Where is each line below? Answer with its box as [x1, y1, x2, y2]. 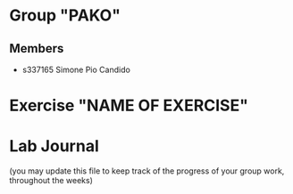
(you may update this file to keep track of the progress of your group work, [9, 166, 285, 176]
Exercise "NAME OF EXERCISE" [9, 95, 248, 116]
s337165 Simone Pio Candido [21, 64, 131, 75]
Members [9, 41, 64, 56]
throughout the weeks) [9, 175, 94, 186]
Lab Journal [9, 136, 100, 157]
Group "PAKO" [9, 5, 121, 26]
